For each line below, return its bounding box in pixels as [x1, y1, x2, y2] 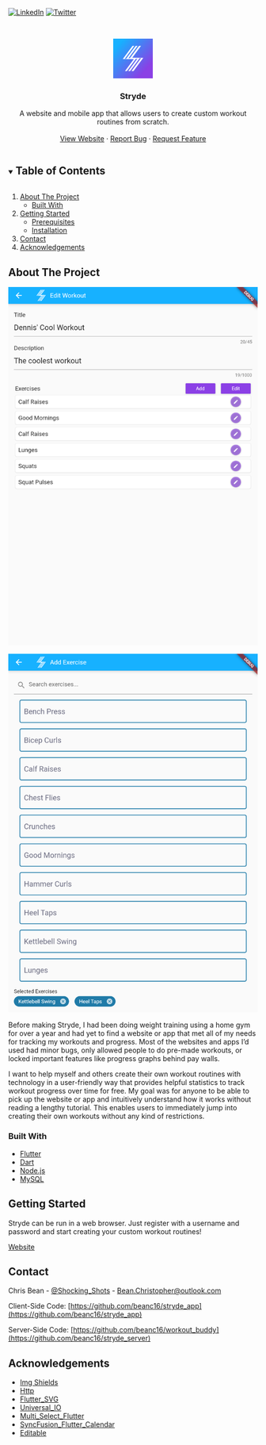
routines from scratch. [97, 117, 169, 127]
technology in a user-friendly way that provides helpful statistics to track [8, 1077, 245, 1087]
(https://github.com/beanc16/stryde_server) [8, 1333, 151, 1343]
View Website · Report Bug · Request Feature [59, 134, 207, 144]
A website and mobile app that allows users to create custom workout [19, 109, 247, 118]
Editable [19, 1428, 47, 1438]
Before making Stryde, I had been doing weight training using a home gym [8, 1020, 251, 1029]
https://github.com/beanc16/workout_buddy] [73, 1325, 219, 1335]
